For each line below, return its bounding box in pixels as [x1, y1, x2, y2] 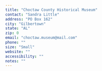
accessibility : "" [5, 53, 44, 59]
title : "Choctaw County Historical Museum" [5, 7, 98, 12]
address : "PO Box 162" [5, 16, 53, 21]
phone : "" [5, 40, 26, 45]
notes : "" [5, 58, 26, 63]
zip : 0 [5, 30, 19, 35]
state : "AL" [5, 26, 30, 31]
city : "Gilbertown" [5, 21, 46, 26]
